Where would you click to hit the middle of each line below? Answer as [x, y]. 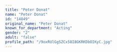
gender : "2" [17, 33]
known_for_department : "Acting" [39, 28]
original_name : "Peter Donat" [37, 24]
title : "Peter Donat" [28, 10]
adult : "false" [21, 38]
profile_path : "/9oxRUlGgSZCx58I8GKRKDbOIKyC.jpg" [59, 42]
